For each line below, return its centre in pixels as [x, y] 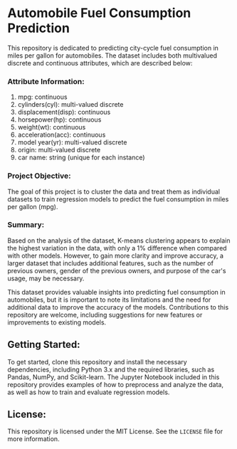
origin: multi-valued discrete [59, 150]
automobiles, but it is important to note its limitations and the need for [109, 300]
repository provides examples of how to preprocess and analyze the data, [116, 384]
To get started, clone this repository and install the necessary [97, 361]
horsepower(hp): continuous [59, 120]
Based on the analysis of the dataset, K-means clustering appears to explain [119, 241]
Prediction [38, 28]
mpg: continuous [42, 97]
